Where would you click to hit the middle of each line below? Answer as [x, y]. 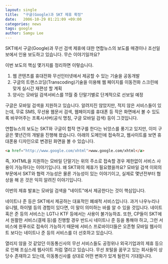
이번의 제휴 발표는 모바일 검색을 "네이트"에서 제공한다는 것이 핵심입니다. [75, 190]
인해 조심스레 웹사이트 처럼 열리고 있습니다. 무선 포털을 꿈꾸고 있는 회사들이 [84, 249]
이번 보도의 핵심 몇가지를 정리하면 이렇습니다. [49, 65]
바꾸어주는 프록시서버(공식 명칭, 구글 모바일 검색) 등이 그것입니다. [74, 118]
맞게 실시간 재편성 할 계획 [37, 88]
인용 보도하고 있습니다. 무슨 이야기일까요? [59, 54]
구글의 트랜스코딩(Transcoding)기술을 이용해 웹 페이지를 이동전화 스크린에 [85, 82]
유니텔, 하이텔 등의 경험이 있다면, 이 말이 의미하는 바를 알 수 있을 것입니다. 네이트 [84, 207]
